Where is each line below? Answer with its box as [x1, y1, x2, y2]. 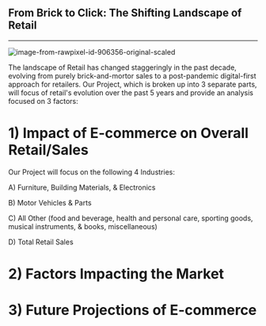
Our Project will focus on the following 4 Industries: [8, 167, 176, 177]
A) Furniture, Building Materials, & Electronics [8, 182, 156, 192]
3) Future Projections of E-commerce [8, 301, 257, 320]
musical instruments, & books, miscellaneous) [8, 221, 158, 231]
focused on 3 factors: [8, 96, 79, 105]
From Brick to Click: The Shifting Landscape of [8, 6, 242, 20]
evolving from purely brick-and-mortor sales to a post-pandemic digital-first [8, 71, 256, 80]
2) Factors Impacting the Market [8, 265, 224, 282]
